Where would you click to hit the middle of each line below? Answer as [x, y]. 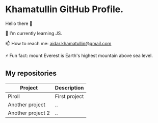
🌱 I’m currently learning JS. [34, 33]
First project [69, 96]
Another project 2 [29, 113]
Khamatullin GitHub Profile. [64, 9]
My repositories [31, 73]
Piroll [14, 96]
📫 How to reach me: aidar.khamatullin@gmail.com [58, 43]
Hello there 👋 [19, 23]
